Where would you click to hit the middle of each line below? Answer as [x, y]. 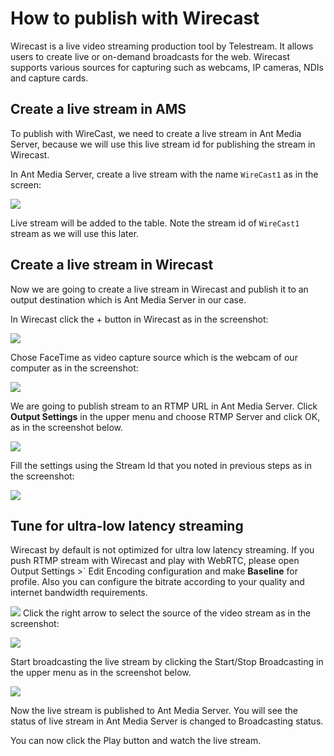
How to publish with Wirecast [135, 18]
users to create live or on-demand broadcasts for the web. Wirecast [150, 56]
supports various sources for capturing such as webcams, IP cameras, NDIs [167, 67]
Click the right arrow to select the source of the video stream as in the [167, 613]
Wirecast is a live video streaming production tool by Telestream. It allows [162, 46]
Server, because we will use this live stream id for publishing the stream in [163, 144]
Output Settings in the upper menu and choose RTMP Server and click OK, [165, 416]
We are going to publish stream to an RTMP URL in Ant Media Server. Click [164, 406]
